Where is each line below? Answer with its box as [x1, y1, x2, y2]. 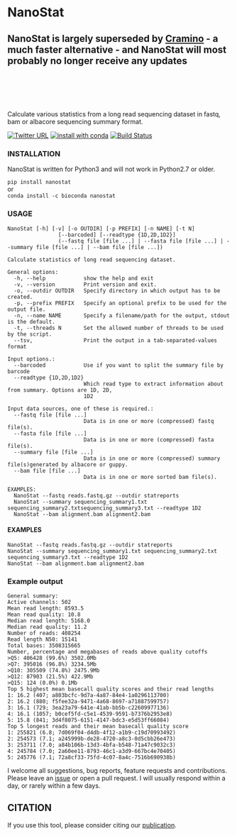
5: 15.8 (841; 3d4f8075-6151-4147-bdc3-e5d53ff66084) [7, 717, 170, 724]
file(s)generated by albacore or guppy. [7, 461, 129, 468]
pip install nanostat [7, 179, 72, 186]
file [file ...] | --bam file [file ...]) [35, 243, 163, 251]
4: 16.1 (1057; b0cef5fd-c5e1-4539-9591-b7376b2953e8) [7, 710, 173, 717]
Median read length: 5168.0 [7, 617, 91, 625]
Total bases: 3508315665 [7, 642, 81, 649]
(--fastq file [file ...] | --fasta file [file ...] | [57, 237, 224, 245]
